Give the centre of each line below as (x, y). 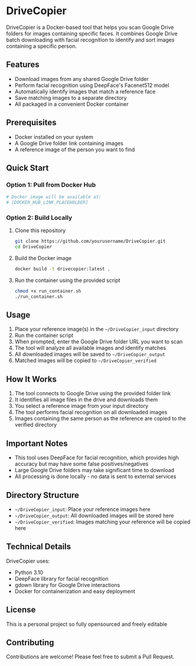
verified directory (36, 425)
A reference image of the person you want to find (75, 150)
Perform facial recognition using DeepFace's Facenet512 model (92, 85)
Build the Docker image (43, 258)
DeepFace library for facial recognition (61, 579)
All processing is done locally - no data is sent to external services (95, 476)
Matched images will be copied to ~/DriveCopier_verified (85, 360)
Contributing (30, 642)
